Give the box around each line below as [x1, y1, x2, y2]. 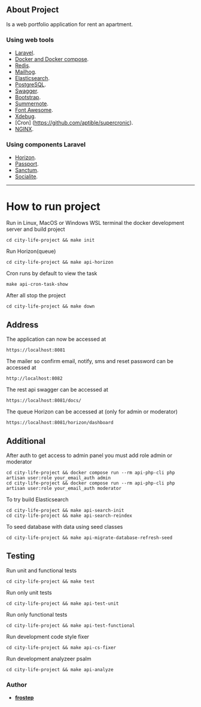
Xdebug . [14, 113, 36, 120]
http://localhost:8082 [6, 376, 63, 382]
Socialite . [14, 173, 38, 180]
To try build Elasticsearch [6, 496, 69, 503]
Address [6, 319, 39, 330]
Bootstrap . [14, 94, 41, 101]
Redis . [14, 62, 31, 69]
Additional [6, 436, 46, 446]
